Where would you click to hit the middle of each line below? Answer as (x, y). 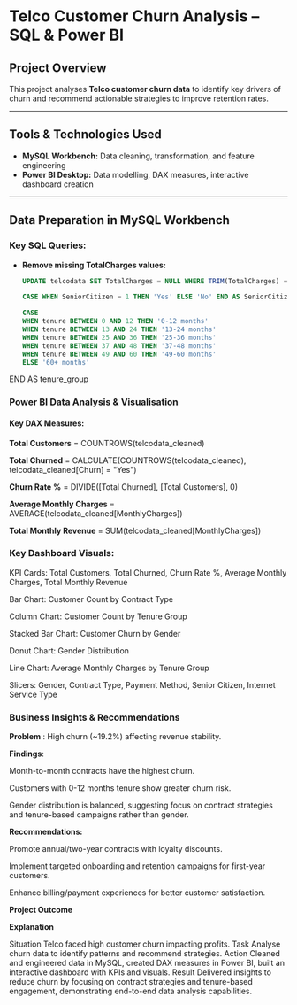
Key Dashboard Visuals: (62, 553)
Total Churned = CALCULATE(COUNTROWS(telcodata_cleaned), (128, 460)
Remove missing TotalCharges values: (94, 265)
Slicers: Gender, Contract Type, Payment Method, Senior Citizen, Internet (142, 684)
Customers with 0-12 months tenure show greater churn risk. (120, 788)
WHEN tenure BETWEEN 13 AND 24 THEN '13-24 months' (119, 329)
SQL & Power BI (67, 35)
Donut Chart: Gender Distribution (69, 650)
